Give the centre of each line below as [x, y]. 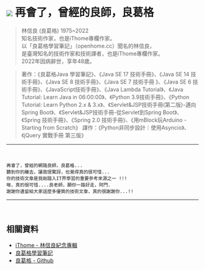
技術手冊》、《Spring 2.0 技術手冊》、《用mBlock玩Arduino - [114, 120]
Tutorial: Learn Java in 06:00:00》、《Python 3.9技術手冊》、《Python [105, 97]
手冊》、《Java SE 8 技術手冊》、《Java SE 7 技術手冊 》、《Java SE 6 [109, 82]
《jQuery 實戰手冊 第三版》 [54, 135]
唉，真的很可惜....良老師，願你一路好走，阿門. [59, 185]
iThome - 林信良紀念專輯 [46, 245]
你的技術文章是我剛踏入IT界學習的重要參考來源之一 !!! [67, 178]
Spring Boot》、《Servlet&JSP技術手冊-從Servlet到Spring [91, 112]
